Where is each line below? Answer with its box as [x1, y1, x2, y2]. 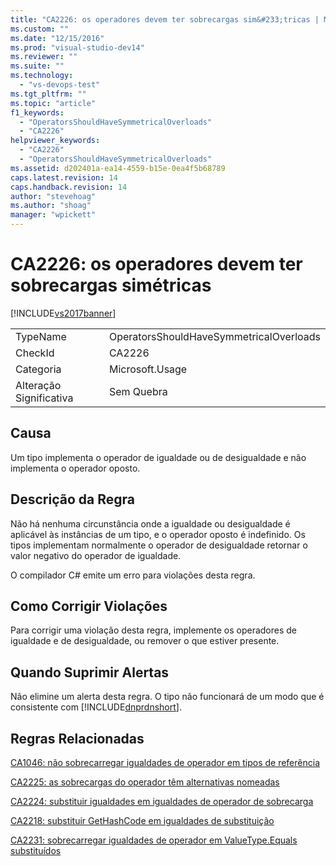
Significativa [15, 391, 74, 405]
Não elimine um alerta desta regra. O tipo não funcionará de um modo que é [10, 691, 325, 703]
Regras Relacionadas [10, 730, 145, 747]
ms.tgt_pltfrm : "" [10, 89, 87, 99]
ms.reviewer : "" [10, 52, 78, 62]
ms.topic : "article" [10, 98, 97, 108]
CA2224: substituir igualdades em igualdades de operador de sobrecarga [10, 796, 314, 807]
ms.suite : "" [10, 61, 65, 71]
